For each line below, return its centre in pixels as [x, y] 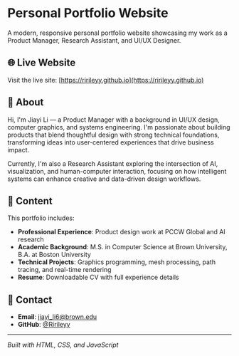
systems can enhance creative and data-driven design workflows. [104, 179]
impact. [18, 150]
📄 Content [30, 201]
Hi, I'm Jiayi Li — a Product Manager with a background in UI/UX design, [114, 120]
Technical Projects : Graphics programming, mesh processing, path [116, 262]
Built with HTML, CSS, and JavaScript [63, 345]
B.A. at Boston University [54, 255]
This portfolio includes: [41, 218]
